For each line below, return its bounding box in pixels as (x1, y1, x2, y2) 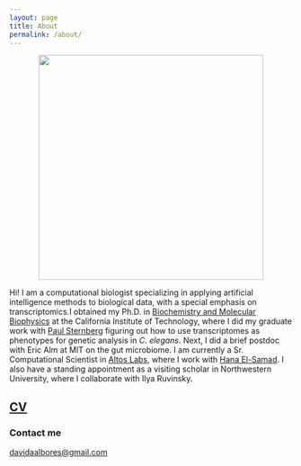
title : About (9, 22, 58, 31)
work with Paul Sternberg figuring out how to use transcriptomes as (9, 326, 261, 336)
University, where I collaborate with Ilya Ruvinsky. (9, 373, 193, 384)
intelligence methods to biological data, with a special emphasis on (9, 297, 258, 308)
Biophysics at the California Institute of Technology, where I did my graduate (9, 316, 292, 327)
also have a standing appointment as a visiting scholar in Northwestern (9, 363, 272, 374)
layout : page (9, 13, 58, 22)
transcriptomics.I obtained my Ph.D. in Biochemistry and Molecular (9, 307, 256, 318)
